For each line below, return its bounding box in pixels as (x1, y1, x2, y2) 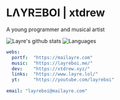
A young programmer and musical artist (6, 26, 105, 33)
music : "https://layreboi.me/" (11, 60, 93, 66)
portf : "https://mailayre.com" (11, 54, 93, 60)
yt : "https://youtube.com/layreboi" (11, 77, 115, 83)
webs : (6, 49, 20, 55)
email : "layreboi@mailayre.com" (6, 88, 87, 94)
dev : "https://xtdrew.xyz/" (11, 66, 90, 72)
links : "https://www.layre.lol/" (11, 71, 98, 77)
